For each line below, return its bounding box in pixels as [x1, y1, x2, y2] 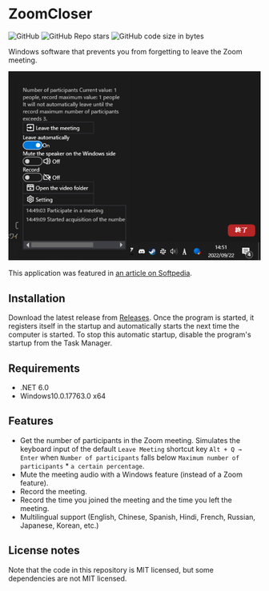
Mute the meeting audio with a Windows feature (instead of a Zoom [19, 469, 243, 479]
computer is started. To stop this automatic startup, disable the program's [8, 329, 251, 340]
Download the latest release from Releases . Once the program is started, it [8, 313, 255, 322]
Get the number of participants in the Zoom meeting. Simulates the [19, 435, 241, 445]
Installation [8, 291, 66, 305]
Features [8, 414, 54, 428]
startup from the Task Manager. [8, 338, 113, 348]
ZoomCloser [8, 5, 93, 23]
